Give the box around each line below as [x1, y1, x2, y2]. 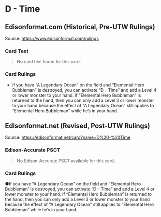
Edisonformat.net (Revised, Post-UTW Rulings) [5, 121, 150, 130]
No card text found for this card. [16, 59, 81, 65]
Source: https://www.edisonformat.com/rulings [5, 35, 99, 41]
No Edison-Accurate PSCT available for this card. [16, 158, 115, 164]
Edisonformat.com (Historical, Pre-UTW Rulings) [5, 23, 156, 31]
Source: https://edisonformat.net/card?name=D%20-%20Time [5, 134, 131, 140]
